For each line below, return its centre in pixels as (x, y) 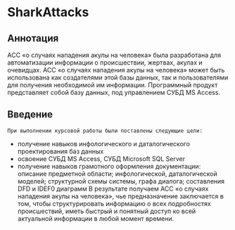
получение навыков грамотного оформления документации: (109, 166)
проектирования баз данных (61, 151)
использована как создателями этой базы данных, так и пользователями (118, 77)
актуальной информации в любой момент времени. (96, 218)
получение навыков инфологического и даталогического (103, 143)
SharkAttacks (48, 12)
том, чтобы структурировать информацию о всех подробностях (114, 203)
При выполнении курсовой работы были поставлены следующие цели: (105, 131)
